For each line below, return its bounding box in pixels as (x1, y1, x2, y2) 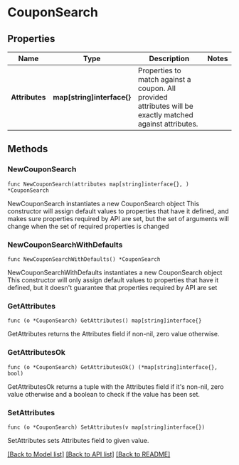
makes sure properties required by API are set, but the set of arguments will (7, 214, 229, 223)
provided (137, 92, 169, 102)
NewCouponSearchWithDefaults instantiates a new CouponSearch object (7, 268, 223, 277)
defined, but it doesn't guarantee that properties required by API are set (7, 283, 218, 292)
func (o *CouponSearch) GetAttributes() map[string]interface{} (7, 317, 202, 324)
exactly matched (137, 110, 193, 119)
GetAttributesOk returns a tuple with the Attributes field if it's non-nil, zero (7, 382, 224, 391)
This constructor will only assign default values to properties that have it (7, 275, 219, 284)
